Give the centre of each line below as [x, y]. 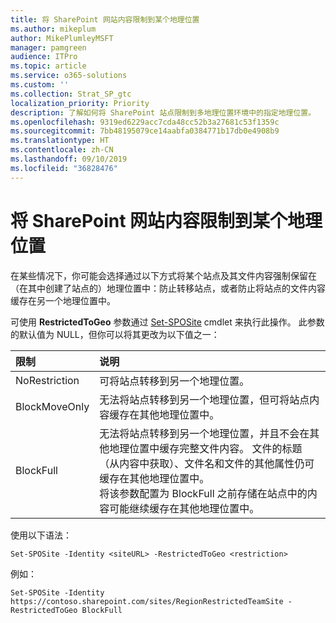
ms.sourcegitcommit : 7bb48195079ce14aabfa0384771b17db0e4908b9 [145, 131]
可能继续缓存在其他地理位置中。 [184, 508]
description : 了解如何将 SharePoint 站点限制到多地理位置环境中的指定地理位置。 [163, 112]
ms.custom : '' [40, 85]
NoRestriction [47, 380]
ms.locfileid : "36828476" [64, 168]
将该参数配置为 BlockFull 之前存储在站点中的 [203, 493]
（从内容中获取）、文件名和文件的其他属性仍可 [207, 463]
